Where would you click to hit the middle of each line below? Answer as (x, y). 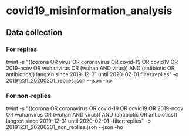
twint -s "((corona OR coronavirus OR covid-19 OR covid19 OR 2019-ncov (95, 108)
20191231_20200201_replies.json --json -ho (59, 80)
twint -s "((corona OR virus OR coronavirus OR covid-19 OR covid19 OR (92, 62)
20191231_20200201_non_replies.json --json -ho (65, 127)
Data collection (34, 33)
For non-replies (28, 96)
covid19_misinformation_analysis (89, 11)
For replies (21, 49)
